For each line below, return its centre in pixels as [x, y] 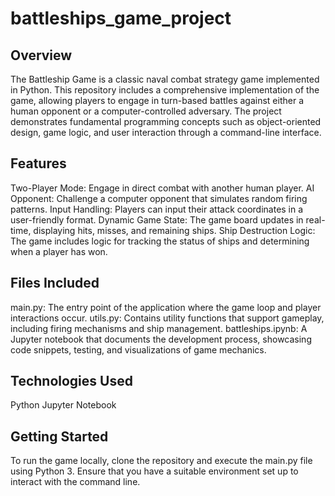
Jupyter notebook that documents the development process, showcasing [161, 339]
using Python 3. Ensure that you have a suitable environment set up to [154, 471]
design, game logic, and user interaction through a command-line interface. [166, 132]
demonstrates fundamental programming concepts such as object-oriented [166, 121]
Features [38, 163]
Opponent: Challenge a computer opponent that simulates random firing [159, 198]
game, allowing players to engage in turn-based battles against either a [157, 100]
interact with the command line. [75, 482]
